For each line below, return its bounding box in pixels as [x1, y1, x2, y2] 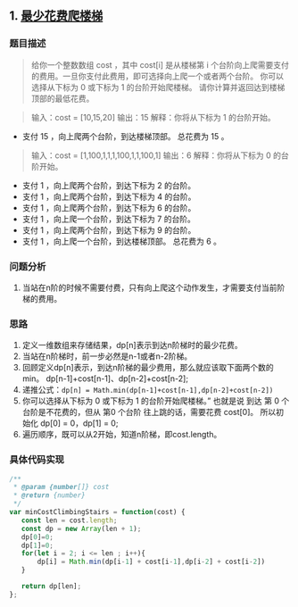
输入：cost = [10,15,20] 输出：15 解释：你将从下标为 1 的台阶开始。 [30, 112, 276, 122]
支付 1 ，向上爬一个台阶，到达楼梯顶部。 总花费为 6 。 [21, 236, 221, 246]
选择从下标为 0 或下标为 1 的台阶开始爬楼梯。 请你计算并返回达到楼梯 [30, 81, 286, 92]
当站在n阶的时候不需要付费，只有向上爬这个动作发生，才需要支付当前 [21, 282, 278, 293]
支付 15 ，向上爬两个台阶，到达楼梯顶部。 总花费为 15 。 [21, 130, 229, 141]
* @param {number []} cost [12, 483, 110, 492]
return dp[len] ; [21, 582, 82, 591]
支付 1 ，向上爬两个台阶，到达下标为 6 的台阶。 [21, 202, 196, 212]
